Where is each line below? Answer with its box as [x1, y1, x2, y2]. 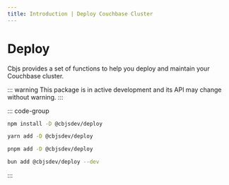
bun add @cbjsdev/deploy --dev [7, 158, 100, 166]
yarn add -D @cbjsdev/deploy [7, 133, 93, 140]
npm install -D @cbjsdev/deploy [7, 120, 102, 127]
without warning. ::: [7, 92, 64, 101]
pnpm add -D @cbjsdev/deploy [7, 145, 93, 153]
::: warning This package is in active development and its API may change [7, 85, 222, 94]
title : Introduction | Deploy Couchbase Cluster [7, 10, 153, 18]
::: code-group [7, 107, 49, 115]
